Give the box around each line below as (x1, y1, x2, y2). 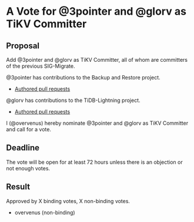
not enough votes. (6, 164, 51, 172)
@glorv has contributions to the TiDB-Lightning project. (6, 97, 141, 104)
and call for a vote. (6, 126, 52, 132)
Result (6, 182, 31, 192)
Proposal (6, 41, 40, 51)
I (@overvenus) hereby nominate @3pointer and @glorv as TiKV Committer (6, 120, 189, 127)
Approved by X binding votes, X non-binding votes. (6, 197, 131, 204)
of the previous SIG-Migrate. (6, 62, 75, 69)
